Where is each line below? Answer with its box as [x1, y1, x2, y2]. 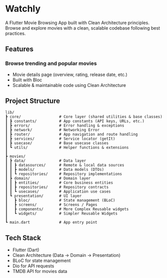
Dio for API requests [12, 263, 54, 269]
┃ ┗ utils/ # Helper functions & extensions [5, 145, 129, 150]
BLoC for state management [12, 257, 71, 264]
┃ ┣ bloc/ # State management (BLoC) [5, 198, 115, 203]
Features [5, 45, 34, 53]
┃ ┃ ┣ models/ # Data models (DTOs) [5, 167, 104, 172]
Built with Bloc [12, 76, 43, 83]
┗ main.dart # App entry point [5, 220, 98, 225]
